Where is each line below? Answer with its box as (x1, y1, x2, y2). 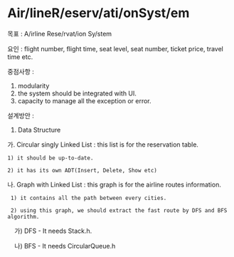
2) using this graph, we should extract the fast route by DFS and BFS (10, 206, 228, 214)
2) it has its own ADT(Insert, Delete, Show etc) (7, 167, 158, 174)
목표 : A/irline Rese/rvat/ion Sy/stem (7, 29, 112, 38)
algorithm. (7, 213, 40, 220)
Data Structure (17, 125, 61, 134)
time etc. (7, 52, 33, 61)
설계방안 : (7, 111, 34, 120)
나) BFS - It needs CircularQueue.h (14, 241, 116, 250)
